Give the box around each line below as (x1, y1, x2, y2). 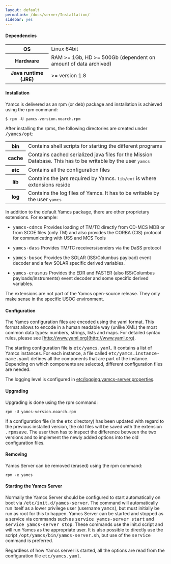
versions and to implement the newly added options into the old (5, 434, 139, 440)
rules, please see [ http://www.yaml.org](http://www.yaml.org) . (5, 335, 136, 341)
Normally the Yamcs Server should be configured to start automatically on (5, 494, 161, 500)
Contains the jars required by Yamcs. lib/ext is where (27, 175, 157, 182)
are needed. (5, 366, 31, 372)
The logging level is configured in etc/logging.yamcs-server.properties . (5, 377, 155, 383)
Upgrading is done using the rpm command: (5, 399, 98, 405)
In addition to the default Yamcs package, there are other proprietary (5, 209, 150, 215)
